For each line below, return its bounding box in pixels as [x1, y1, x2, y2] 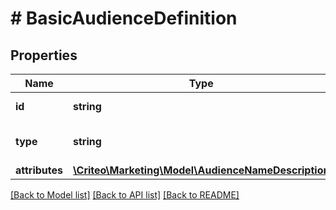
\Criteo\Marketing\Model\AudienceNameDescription [73, 163, 330, 177]
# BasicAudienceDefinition [10, 7, 238, 30]
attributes [15, 163, 63, 177]
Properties [10, 47, 78, 64]
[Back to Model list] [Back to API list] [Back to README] [10, 189, 240, 201]
